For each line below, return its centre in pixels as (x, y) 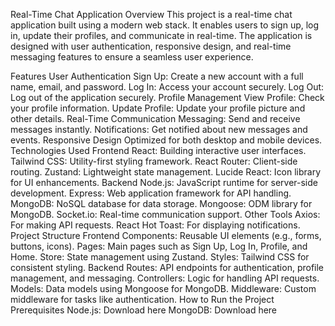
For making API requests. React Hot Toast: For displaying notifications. (155, 225)
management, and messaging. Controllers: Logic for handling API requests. (165, 278)
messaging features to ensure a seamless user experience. (132, 57)
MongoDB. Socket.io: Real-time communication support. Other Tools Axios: (165, 214)
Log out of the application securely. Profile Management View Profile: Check (167, 97)
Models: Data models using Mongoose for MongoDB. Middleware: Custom (163, 288)
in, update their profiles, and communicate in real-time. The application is (161, 35)
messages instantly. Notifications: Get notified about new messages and (159, 129)
